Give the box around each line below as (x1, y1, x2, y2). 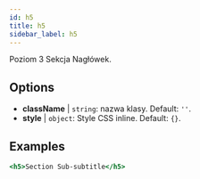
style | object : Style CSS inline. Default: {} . (21, 113, 181, 124)
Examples (9, 139, 65, 154)
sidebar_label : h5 (9, 29, 78, 38)
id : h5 (9, 12, 34, 22)
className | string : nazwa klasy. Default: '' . (21, 103, 192, 114)
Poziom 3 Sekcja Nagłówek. (9, 54, 112, 65)
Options (9, 79, 55, 94)
